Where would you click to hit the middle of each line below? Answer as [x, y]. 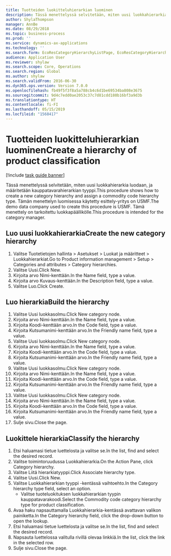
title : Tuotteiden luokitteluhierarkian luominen [59, 10]
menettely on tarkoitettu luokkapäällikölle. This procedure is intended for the [85, 212]
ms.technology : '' [25, 48]
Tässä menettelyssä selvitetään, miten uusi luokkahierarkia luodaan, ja [79, 185]
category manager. [26, 217]
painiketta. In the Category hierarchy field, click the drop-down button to [88, 516]
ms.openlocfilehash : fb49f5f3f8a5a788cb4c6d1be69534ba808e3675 [74, 90]
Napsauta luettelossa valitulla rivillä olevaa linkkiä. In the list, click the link [89, 537]
